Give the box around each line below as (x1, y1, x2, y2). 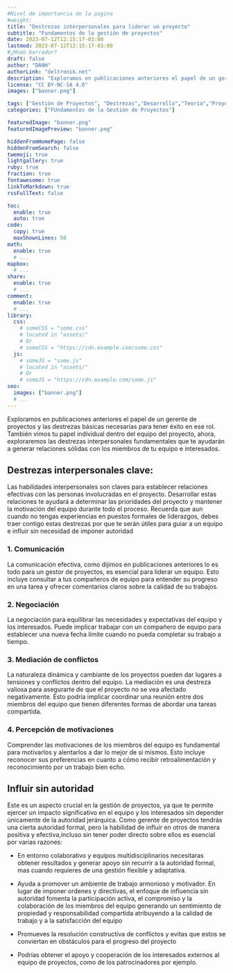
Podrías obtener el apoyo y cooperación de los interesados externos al (17, 951, 220, 959)
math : (7, 241, 23, 248)
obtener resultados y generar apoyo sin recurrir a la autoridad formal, (17, 858, 216, 868)
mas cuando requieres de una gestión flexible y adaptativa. (17, 866, 187, 874)
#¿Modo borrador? (7, 49, 58, 56)
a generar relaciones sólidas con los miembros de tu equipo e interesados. (7, 444, 221, 452)
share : (7, 273, 26, 280)
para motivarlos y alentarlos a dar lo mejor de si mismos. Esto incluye (7, 747, 205, 756)
